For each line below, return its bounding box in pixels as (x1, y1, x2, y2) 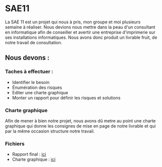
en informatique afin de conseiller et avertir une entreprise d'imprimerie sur (5, 29, 156, 35)
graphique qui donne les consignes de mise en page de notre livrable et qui (5, 123, 156, 129)
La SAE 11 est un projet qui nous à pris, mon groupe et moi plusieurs (5, 19, 141, 25)
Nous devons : (5, 54, 49, 62)
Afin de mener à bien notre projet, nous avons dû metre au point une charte (5, 117, 156, 124)
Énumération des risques (12, 84, 62, 90)
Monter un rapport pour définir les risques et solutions (12, 95, 121, 100)
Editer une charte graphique (12, 89, 68, 95)
